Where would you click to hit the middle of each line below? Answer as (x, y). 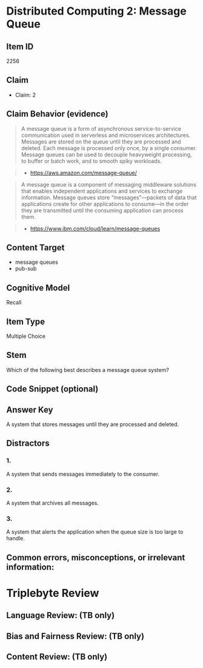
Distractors (28, 443)
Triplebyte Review (53, 593)
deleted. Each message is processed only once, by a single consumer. (109, 148)
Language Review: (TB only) (61, 615)
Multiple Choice (26, 336)
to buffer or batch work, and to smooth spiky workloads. (91, 161)
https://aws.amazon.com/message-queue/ (84, 173)
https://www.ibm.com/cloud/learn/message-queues (95, 229)
